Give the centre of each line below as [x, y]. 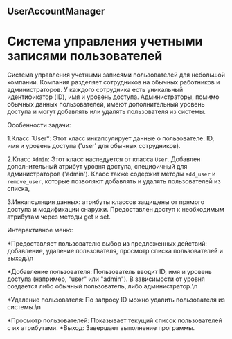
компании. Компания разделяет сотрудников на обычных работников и [114, 82]
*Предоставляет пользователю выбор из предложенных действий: [107, 244]
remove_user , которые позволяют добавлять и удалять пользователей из [114, 181]
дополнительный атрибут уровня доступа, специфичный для [97, 167]
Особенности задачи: [39, 125]
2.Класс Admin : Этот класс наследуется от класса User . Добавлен [104, 159]
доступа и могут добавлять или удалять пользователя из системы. [107, 112]
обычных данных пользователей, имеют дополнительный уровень [106, 104]
